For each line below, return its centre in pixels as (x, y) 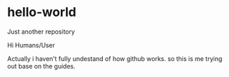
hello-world (42, 12)
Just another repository (41, 31)
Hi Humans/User (31, 45)
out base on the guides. (41, 66)
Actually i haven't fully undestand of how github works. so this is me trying (115, 58)
